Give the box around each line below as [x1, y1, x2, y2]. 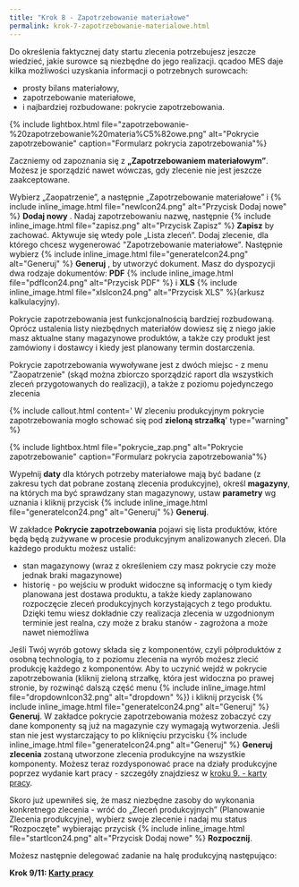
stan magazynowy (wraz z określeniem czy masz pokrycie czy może [21, 560, 277, 571]
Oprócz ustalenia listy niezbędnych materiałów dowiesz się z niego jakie [9, 323, 276, 334]
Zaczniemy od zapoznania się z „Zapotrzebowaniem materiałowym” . [9, 155, 269, 166]
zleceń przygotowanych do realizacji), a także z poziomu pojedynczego [9, 378, 274, 389]
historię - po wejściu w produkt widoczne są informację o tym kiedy [21, 579, 273, 590]
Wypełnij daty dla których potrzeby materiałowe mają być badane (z [9, 468, 261, 479]
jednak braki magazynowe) [21, 569, 123, 580]
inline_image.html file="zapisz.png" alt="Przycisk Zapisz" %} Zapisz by [9, 220, 275, 231]
